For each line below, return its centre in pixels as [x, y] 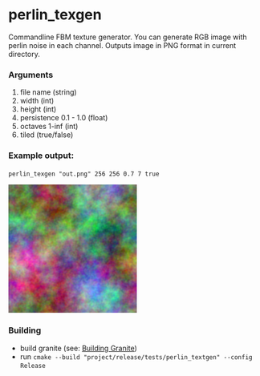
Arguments [31, 75]
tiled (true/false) [47, 135]
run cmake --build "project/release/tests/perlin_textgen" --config [136, 356]
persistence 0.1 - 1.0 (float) [64, 118]
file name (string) [49, 92]
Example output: [41, 156]
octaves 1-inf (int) [49, 127]
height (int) [38, 109]
